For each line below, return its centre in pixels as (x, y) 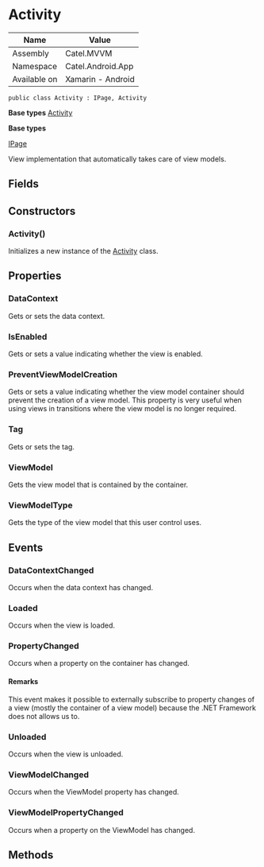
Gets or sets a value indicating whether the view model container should (126, 392)
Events (26, 548)
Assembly (31, 53)
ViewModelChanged (49, 775)
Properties (35, 276)
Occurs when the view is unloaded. (66, 754)
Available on (35, 79)
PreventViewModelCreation (63, 374)
